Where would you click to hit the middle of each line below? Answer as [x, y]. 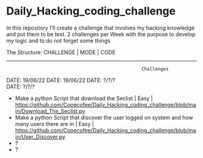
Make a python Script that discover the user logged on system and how [104, 117]
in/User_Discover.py [40, 136]
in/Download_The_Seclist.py [50, 111]
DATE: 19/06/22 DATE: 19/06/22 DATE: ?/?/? [61, 80]
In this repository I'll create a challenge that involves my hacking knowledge [101, 28]
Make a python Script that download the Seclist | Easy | [84, 98]
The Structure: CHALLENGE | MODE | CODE [61, 52]
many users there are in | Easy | [54, 124]
